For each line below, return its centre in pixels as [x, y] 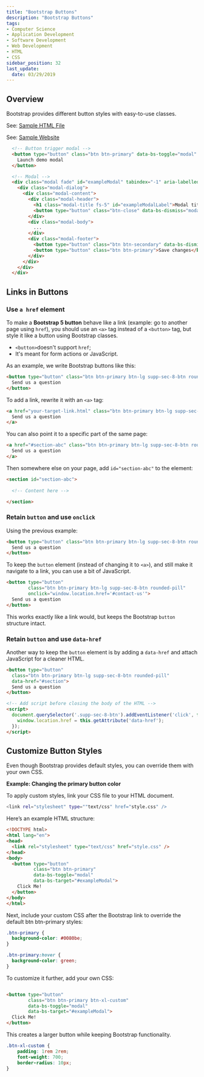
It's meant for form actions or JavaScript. [66, 354]
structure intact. [26, 623]
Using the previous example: [42, 531]
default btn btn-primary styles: [45, 921]
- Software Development [36, 40]
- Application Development [40, 35]
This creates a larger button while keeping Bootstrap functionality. [89, 1035]
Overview [25, 99]
